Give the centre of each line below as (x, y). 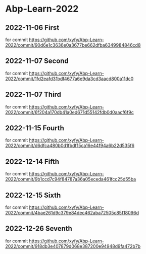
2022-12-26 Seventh (39, 229)
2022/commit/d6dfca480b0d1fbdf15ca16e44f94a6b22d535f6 (70, 146)
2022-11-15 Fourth (35, 128)
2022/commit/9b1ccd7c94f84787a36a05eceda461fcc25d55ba (71, 179)
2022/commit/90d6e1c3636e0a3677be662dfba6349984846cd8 (73, 45)
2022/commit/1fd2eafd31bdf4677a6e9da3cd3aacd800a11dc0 (69, 79)
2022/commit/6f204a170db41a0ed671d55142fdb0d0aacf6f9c (69, 112)
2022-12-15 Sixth (33, 195)
